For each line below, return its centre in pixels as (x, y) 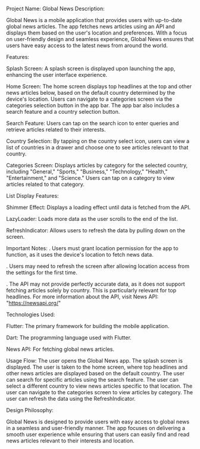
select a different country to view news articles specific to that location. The (99, 386)
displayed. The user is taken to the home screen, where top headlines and (97, 367)
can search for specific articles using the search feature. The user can (92, 380)
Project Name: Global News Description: (56, 9)
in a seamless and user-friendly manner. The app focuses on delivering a (96, 428)
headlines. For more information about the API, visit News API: (82, 297)
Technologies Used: (31, 314)
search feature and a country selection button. (63, 112)
